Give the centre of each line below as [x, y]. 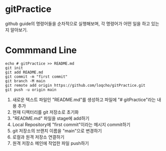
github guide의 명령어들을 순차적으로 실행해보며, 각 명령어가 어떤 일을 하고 [78, 23]
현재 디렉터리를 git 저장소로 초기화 [45, 112]
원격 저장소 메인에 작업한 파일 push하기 [51, 143]
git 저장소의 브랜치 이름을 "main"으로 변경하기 [57, 131]
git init [14, 68]
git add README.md [24, 72]
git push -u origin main [31, 90]
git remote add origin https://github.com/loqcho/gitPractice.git [75, 85]
